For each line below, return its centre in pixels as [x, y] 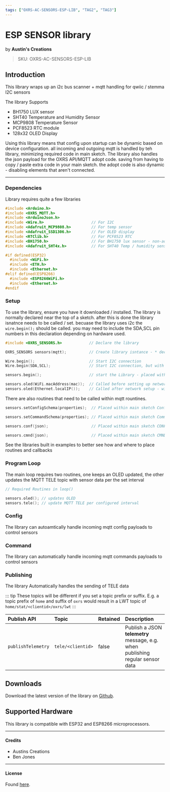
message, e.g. [141, 640]
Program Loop [23, 463]
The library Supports [27, 102]
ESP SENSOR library [48, 35]
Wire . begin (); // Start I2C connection [73, 361]
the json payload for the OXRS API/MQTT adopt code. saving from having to [84, 160]
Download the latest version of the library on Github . [60, 696]
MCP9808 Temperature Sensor [45, 123]
